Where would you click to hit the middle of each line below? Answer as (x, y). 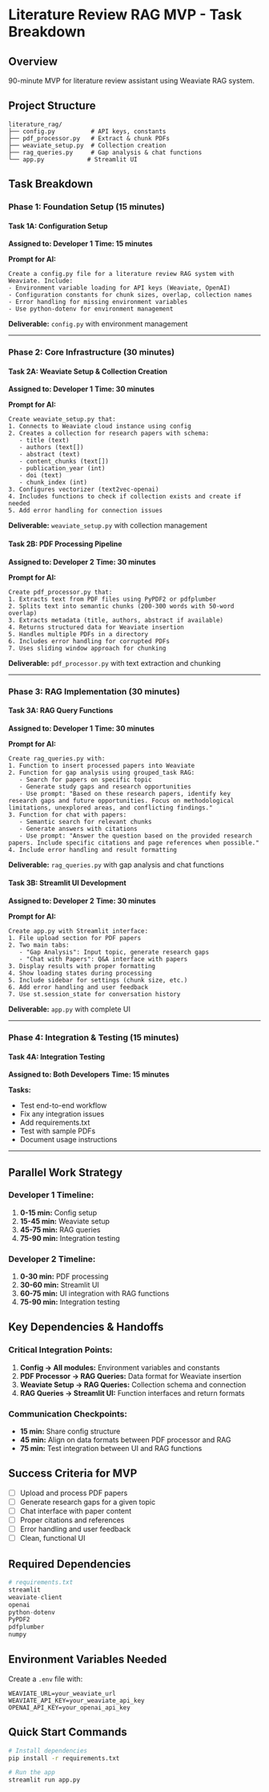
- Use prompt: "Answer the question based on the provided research (135, 836)
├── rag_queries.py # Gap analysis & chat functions (105, 152)
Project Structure (52, 106)
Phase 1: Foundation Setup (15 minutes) (87, 207)
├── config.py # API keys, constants (87, 131)
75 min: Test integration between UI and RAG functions (111, 1449)
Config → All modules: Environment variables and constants (120, 1367)
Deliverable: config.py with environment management (98, 324)
